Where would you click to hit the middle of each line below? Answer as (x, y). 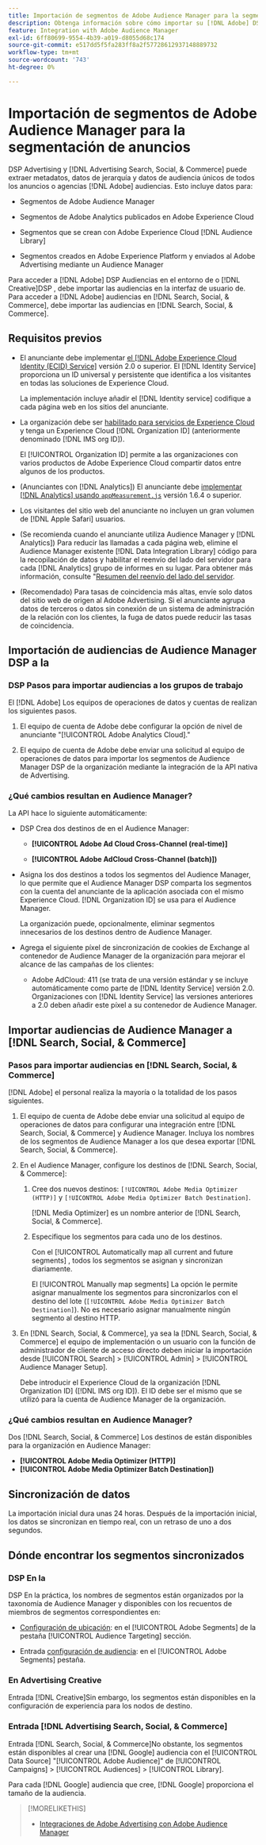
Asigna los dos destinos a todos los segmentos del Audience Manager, (135, 874)
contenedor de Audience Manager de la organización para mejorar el (132, 956)
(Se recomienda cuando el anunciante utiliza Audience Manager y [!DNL (137, 534)
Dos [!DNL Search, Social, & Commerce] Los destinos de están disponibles (130, 1437)
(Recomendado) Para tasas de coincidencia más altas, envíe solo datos (136, 591)
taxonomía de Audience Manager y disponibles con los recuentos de (120, 1603)
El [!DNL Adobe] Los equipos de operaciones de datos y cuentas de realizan (133, 702)
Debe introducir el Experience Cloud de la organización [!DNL (120, 1382)
